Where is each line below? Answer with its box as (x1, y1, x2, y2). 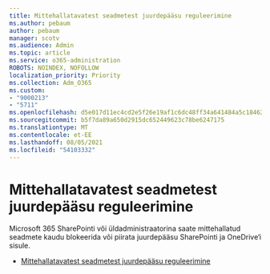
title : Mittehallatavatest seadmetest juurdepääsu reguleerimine (9, 11, 232, 20)
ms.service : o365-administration (9, 57, 121, 65)
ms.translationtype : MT (9, 123, 89, 131)
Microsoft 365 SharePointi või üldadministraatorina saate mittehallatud (9, 224, 241, 233)
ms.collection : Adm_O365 (9, 79, 92, 87)
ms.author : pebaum (9, 19, 71, 27)
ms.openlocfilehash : (9, 109, 79, 117)
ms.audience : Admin (9, 42, 75, 50)
